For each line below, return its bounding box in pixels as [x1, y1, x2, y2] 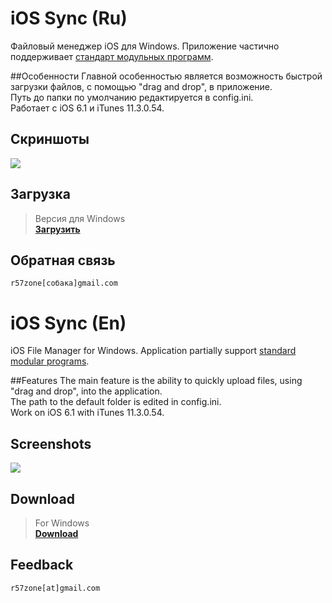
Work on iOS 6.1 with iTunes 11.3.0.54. [10, 407, 165, 419]
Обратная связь [10, 252, 116, 269]
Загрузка [10, 186, 71, 203]
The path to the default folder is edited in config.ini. [10, 396, 222, 408]
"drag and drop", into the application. [10, 385, 163, 397]
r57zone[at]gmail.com [10, 583, 101, 593]
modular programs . [10, 355, 90, 367]
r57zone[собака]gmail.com [10, 278, 118, 289]
